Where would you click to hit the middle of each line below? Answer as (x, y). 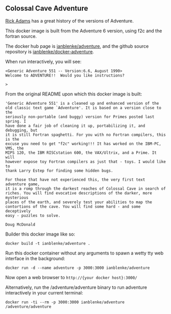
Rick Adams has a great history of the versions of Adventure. (70, 21)
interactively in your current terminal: (44, 292)
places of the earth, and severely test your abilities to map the (79, 202)
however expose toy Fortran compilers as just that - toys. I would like (86, 162)
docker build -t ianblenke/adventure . (48, 243)
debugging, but (22, 130)
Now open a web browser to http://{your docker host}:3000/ (71, 277)
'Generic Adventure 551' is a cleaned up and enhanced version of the (82, 103)
